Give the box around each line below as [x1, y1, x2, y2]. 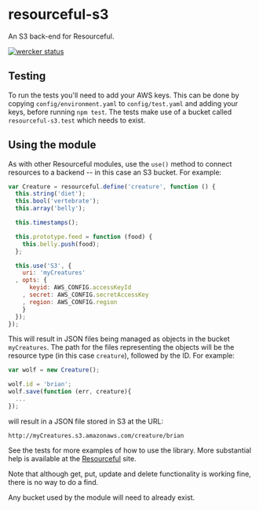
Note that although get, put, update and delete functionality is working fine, [8, 469, 251, 479]
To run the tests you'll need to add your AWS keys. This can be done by [8, 90, 239, 100]
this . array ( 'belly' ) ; [15, 204, 86, 213]
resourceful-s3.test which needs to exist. [8, 116, 146, 125]
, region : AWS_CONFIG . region [22, 298, 118, 306]
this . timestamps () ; [15, 218, 79, 227]
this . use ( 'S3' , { [15, 262, 72, 270]
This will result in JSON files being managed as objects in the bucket [8, 334, 230, 343]
